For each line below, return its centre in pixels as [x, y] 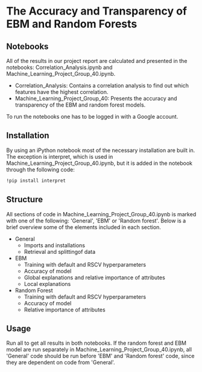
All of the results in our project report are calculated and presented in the [97, 61]
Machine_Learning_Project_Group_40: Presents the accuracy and [96, 98]
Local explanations [47, 284]
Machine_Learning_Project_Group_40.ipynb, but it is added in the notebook [99, 163]
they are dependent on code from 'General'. [61, 362]
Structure [25, 200]
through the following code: [41, 169]
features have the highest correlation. [62, 92]
